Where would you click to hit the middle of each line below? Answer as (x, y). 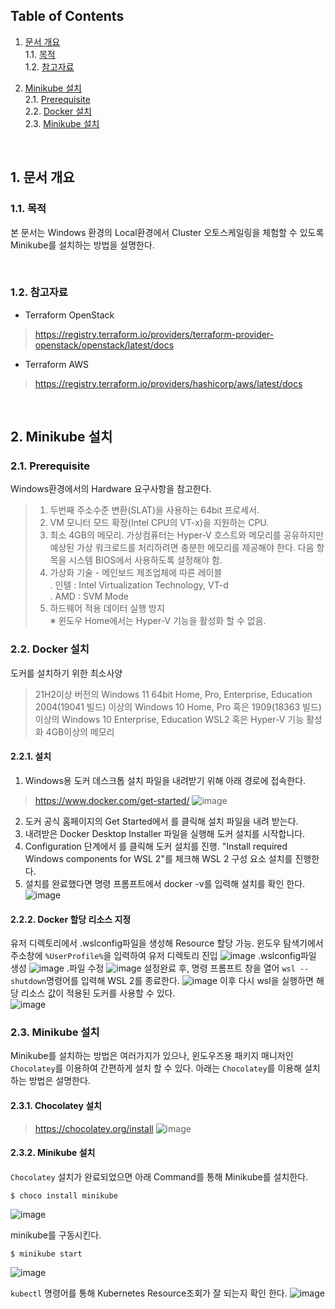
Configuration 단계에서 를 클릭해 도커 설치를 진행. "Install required (156, 846)
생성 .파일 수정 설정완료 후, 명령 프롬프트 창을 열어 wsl (153, 968)
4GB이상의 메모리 (80, 731)
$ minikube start (46, 1254)
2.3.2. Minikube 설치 (53, 1153)
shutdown (28, 982)
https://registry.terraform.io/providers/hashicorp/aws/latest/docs (168, 383)
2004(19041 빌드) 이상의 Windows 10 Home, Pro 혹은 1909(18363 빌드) (178, 706)
